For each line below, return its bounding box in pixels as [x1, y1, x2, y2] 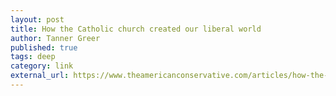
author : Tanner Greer [10, 33, 101, 43]
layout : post [10, 14, 65, 25]
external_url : [10, 71, 70, 81]
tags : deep [10, 52, 56, 62]
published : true [10, 42, 78, 53]
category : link [10, 61, 74, 71]
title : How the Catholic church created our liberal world [10, 24, 262, 34]
